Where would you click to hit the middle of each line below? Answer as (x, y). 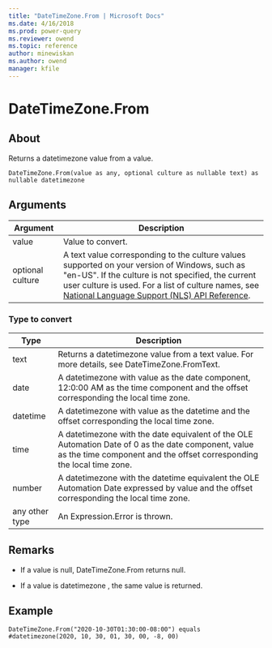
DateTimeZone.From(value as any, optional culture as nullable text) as (134, 173)
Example (31, 611)
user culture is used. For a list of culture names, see (161, 285)
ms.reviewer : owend (41, 39)
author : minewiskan (41, 54)
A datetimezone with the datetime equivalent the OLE (159, 478)
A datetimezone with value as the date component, (154, 377)
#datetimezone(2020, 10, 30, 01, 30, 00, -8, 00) (94, 637)
